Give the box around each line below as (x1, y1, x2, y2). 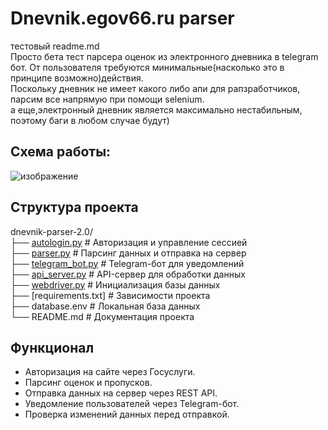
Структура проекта (10, 199, 139, 216)
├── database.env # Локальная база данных (10, 300, 201, 312)
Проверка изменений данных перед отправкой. (24, 408, 230, 421)
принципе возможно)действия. (10, 72, 144, 84)
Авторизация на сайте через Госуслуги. (24, 366, 196, 378)
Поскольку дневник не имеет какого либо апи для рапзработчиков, (10, 82, 301, 94)
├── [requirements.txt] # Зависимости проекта (10, 289, 211, 301)
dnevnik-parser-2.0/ (10, 225, 93, 237)
